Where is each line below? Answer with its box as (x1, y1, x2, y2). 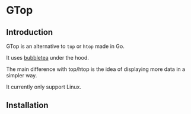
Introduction (6, 27, 53, 37)
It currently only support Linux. (6, 83, 82, 90)
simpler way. (6, 72, 37, 79)
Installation (6, 100, 49, 110)
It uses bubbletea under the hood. (6, 54, 89, 61)
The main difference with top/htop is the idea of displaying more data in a (6, 66, 186, 73)
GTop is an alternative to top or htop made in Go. (6, 43, 125, 50)
